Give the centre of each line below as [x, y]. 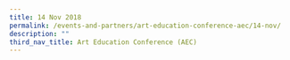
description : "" [39, 34]
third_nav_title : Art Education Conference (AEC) [104, 42]
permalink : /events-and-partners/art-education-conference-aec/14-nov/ [145, 26]
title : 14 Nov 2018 [46, 17]
